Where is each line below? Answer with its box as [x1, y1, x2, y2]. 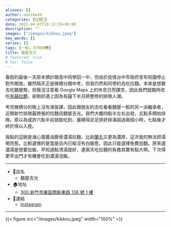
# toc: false [5, 60, 33, 65]
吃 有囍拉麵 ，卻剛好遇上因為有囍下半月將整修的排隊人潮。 [5, 93, 126, 99]
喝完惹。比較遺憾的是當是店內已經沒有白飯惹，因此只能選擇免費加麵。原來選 [5, 140, 166, 147]
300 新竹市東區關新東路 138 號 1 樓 [20, 189, 94, 195]
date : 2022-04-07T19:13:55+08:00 [5, 21, 76, 27]
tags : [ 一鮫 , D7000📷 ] [5, 45, 51, 50]
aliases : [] [5, 7, 31, 13]
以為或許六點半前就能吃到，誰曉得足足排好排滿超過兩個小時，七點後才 [18, 117, 166, 123]
